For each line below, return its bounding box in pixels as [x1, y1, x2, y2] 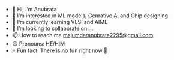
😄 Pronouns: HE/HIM [11, 40, 65, 47]
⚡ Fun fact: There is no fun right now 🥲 [11, 47, 108, 54]
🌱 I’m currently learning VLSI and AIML [11, 19, 108, 25]
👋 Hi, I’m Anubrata [11, 6, 57, 13]
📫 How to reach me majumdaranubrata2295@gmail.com [11, 32, 154, 38]
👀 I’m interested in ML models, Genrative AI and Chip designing [11, 12, 169, 19]
